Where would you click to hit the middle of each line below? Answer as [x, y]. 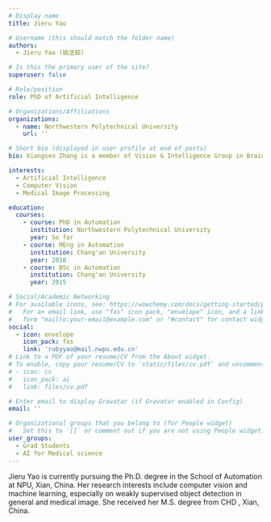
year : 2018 [48, 260]
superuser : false [38, 75]
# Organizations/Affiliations [59, 111]
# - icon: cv [30, 371]
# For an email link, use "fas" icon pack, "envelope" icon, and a [128, 312]
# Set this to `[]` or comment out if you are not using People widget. [137, 431]
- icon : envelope [45, 334]
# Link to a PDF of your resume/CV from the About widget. [110, 357]
